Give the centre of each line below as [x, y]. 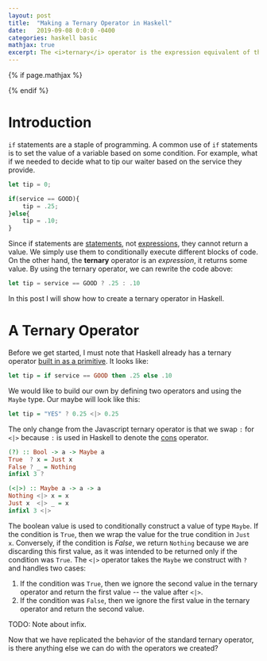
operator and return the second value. [82, 609]
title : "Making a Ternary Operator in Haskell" [90, 23]
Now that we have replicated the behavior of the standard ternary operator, [131, 640]
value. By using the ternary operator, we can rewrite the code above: [120, 269]
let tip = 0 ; [30, 184]
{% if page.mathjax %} [46, 75]
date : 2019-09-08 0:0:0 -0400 [62, 30]
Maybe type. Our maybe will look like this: [74, 399]
